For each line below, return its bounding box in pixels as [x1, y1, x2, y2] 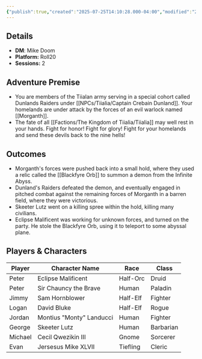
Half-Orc [119, 274, 145, 283]
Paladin [150, 284, 172, 292]
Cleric [150, 342, 168, 351]
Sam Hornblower [37, 293, 85, 302]
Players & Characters [6, 246, 87, 256]
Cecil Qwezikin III [37, 333, 86, 341]
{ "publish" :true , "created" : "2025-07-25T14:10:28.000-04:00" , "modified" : [6, 8, 192, 15]
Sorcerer [150, 333, 176, 341]
